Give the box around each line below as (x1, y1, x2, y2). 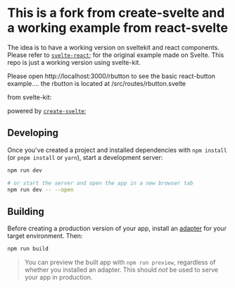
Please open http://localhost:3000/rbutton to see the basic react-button (7, 72, 216, 80)
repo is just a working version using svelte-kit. (7, 58, 141, 66)
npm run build (7, 245, 49, 253)
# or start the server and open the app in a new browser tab (7, 180, 193, 187)
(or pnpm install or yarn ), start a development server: (7, 153, 163, 161)
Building (7, 206, 44, 218)
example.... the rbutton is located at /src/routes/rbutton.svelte (7, 79, 186, 87)
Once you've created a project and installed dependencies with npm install (7, 146, 227, 154)
